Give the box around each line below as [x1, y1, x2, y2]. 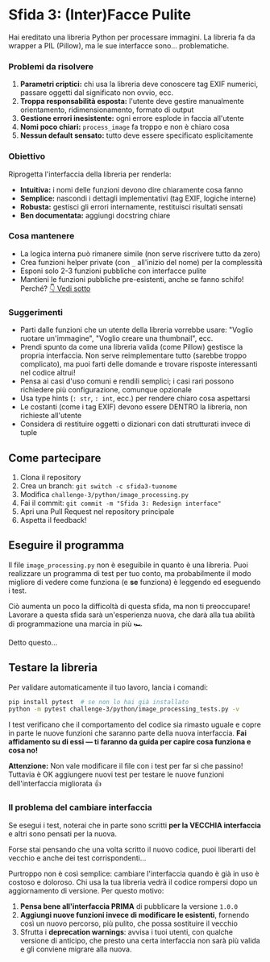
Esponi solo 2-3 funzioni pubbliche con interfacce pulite [19, 266, 207, 276]
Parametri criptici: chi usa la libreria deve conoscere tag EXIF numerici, [19, 79, 259, 89]
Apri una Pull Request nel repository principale [19, 506, 175, 516]
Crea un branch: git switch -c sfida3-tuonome [19, 481, 177, 491]
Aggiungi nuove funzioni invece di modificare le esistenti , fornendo [19, 910, 250, 919]
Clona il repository [19, 472, 81, 482]
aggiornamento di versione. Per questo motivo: [8, 885, 164, 895]
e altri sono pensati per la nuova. [8, 828, 117, 839]
